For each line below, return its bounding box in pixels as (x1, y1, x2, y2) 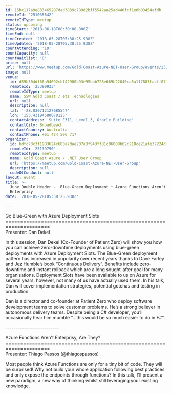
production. (5, 288, 30, 294)
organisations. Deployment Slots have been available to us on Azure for (5, 272, 156, 278)
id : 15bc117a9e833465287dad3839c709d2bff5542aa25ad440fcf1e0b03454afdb (5, 7, 161, 13)
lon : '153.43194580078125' (10, 113, 68, 118)
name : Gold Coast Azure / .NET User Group (10, 156, 102, 161)
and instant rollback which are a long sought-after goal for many (27, 266, 163, 273)
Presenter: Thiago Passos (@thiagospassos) (5, 351, 99, 357)
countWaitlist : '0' (5, 55, 47, 61)
